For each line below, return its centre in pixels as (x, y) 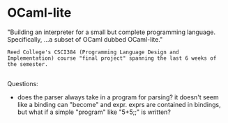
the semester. (28, 64)
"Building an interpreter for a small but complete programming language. (112, 32)
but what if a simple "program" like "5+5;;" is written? (94, 112)
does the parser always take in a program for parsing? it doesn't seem (118, 97)
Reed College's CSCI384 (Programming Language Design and (93, 52)
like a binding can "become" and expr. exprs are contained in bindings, (119, 105)
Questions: (23, 84)
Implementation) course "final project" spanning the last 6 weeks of (112, 58)
